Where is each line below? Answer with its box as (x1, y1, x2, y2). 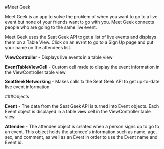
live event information (5, 84, 50, 90)
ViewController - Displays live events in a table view (5, 54, 113, 60)
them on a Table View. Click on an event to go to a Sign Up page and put (5, 39, 154, 45)
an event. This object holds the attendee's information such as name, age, (5, 129, 157, 135)
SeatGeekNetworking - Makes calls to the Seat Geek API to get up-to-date (5, 79, 160, 84)
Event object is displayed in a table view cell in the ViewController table (5, 109, 151, 114)
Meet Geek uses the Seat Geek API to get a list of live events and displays (5, 34, 157, 40)
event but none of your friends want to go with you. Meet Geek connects (5, 19, 154, 25)
